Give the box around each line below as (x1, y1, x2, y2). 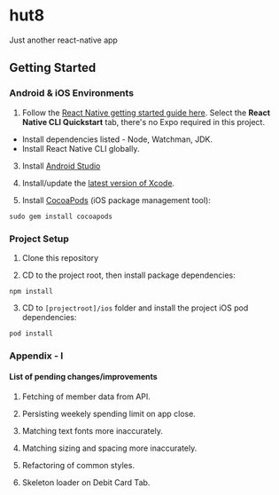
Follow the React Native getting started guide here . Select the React (21, 107, 271, 118)
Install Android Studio (21, 161, 101, 171)
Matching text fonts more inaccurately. (21, 426, 164, 436)
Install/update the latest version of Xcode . (21, 177, 175, 188)
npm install (9, 287, 53, 295)
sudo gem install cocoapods (9, 212, 113, 221)
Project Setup (9, 232, 69, 245)
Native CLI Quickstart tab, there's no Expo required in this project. (21, 116, 266, 127)
